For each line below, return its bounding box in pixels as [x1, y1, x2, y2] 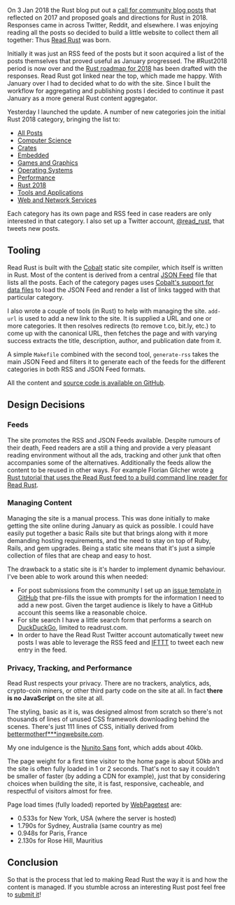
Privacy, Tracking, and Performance [7, 663, 133, 673]
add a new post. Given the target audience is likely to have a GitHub [17, 601, 213, 609]
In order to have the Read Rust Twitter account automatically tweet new [17, 631, 224, 639]
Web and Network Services [17, 196, 97, 204]
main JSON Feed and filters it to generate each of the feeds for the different [7, 357, 226, 366]
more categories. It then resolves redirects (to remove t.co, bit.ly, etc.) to [7, 321, 216, 330]
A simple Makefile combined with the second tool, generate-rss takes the [7, 350, 219, 358]
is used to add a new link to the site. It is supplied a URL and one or [18, 314, 212, 322]
